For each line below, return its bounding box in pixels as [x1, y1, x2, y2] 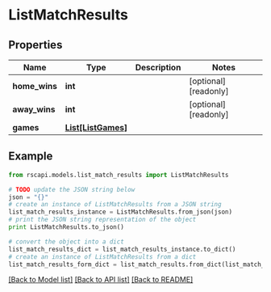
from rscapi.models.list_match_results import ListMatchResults [8, 171, 229, 179]
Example [8, 150, 53, 163]
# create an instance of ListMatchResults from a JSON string [8, 201, 222, 209]
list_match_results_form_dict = [8, 260, 117, 269]
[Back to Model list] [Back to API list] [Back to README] [8, 275, 194, 285]
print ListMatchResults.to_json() [8, 223, 125, 231]
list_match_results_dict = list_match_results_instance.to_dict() [8, 245, 236, 253]
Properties [8, 38, 63, 52]
